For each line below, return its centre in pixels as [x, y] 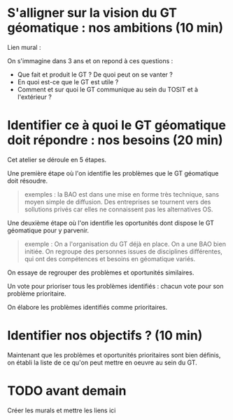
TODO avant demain [67, 391]
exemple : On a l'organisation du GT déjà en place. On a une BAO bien [125, 244]
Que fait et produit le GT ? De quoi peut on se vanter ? [95, 74]
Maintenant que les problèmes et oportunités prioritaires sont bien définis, [114, 355]
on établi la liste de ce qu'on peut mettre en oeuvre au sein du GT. [102, 362]
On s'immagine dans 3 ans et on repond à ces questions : [90, 60]
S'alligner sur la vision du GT [92, 13]
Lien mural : [24, 47]
